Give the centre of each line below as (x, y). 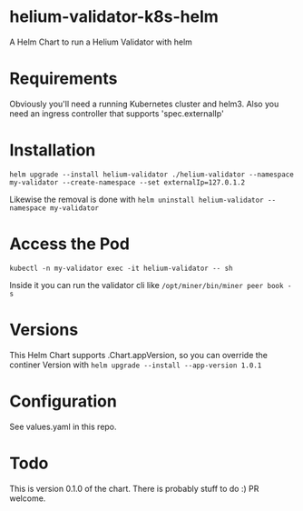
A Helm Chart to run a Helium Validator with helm (101, 42)
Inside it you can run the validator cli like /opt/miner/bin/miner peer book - (151, 285)
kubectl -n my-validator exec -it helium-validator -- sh (121, 268)
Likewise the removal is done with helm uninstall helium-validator (137, 199)
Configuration (64, 401)
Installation (53, 150)
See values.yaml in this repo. (63, 426)
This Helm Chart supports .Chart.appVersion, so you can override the (138, 355)
